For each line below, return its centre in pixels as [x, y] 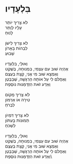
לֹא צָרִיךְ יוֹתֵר [17, 22]
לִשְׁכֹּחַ [10, 125]
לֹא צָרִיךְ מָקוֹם [18, 94]
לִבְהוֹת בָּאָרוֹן [16, 48]
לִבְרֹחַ [10, 105]
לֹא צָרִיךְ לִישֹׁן [17, 43]
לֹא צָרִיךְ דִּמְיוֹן [17, 115]
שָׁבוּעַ [10, 53]
